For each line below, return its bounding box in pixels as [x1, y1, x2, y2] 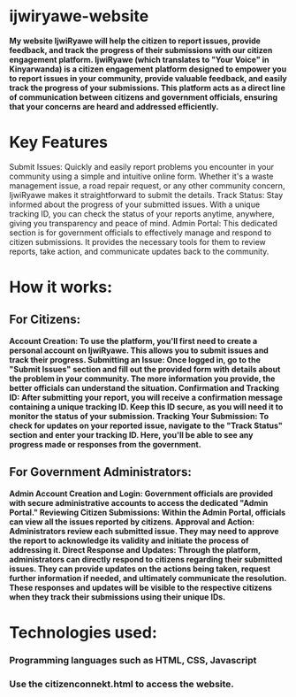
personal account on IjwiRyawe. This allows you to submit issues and [9, 345, 269, 356]
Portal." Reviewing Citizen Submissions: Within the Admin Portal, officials [9, 507, 286, 517]
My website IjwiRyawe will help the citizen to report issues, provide [9, 35, 261, 46]
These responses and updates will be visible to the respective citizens [9, 582, 272, 593]
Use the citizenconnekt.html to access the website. [9, 678, 234, 690]
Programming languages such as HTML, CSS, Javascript [9, 654, 257, 666]
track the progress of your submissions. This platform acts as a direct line [9, 82, 285, 93]
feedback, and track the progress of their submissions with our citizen [9, 44, 273, 55]
